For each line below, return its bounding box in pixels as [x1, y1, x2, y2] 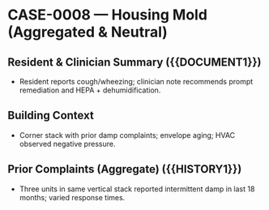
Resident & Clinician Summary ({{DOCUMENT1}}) [7, 55, 262, 69]
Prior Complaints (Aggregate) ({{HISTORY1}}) [7, 162, 242, 176]
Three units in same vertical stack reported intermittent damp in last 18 [19, 184, 255, 194]
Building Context [7, 109, 94, 122]
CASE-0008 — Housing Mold [7, 6, 208, 24]
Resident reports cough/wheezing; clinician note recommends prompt [19, 77, 254, 86]
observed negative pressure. [19, 139, 116, 148]
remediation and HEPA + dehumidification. [19, 85, 161, 95]
